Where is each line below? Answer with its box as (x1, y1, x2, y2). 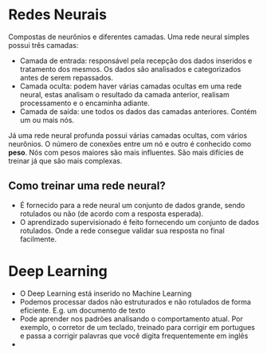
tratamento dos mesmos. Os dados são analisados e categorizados (19, 64, 241, 73)
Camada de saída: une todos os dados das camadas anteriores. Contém (19, 106, 257, 116)
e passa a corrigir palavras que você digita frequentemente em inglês (19, 331, 249, 340)
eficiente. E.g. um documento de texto (19, 305, 146, 315)
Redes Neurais (8, 6, 108, 24)
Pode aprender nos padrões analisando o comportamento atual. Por (19, 313, 243, 324)
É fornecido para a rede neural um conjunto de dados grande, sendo (19, 200, 245, 210)
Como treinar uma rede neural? (8, 179, 166, 193)
